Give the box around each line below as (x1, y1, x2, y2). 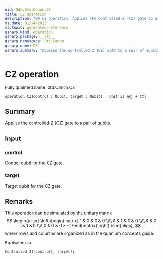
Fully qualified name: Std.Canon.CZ (5, 85, 75, 90)
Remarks (5, 197, 33, 206)
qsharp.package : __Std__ (5, 35, 55, 39)
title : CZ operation (5, 12, 47, 17)
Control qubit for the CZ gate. (5, 160, 64, 166)
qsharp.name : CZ (5, 43, 38, 48)
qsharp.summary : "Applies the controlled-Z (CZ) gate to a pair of (5, 48, 145, 52)
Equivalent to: (5, 240, 33, 246)
